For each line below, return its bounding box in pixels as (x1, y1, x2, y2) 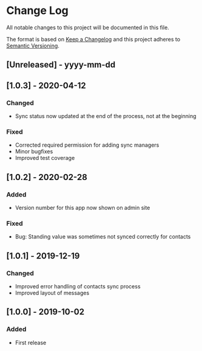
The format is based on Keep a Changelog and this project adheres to (6, 35, 181, 43)
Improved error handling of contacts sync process (15, 282, 141, 290)
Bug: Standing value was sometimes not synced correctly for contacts (15, 233, 191, 240)
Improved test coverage (15, 155, 75, 162)
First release (15, 339, 47, 346)
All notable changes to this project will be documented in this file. (6, 24, 170, 31)
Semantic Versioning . (6, 42, 59, 49)
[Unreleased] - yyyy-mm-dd (6, 60, 116, 70)
